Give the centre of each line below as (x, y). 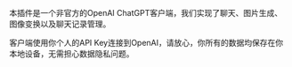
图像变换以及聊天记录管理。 (60, 24)
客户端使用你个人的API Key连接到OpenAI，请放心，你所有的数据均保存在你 (146, 43)
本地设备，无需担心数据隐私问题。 (72, 54)
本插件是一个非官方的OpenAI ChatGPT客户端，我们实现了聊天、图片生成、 (146, 13)
